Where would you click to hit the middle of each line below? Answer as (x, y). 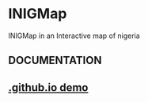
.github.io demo (48, 87)
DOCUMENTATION (55, 60)
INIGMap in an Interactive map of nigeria (74, 36)
